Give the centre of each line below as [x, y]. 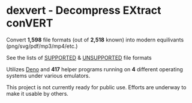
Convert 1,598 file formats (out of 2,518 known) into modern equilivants [95, 40]
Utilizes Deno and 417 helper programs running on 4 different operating [94, 69]
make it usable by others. [37, 93]
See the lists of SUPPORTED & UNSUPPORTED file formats [79, 57]
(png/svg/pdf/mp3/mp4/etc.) [42, 46]
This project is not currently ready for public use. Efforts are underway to [96, 87]
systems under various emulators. [48, 75]
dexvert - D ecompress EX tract [84, 10]
